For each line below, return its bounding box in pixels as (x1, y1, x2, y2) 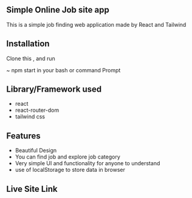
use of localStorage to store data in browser (15, 166, 126, 174)
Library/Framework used (6, 84, 102, 95)
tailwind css (15, 113, 46, 120)
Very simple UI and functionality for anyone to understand (15, 160, 160, 167)
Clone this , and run (6, 55, 56, 62)
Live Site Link (6, 183, 58, 194)
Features (6, 131, 41, 141)
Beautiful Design (15, 147, 57, 154)
